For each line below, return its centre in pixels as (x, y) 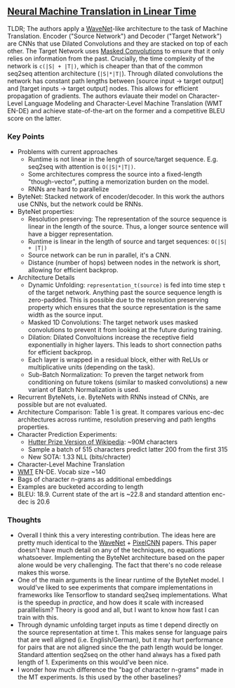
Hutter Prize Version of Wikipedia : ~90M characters (103, 442)
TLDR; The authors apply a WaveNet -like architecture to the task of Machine (117, 28)
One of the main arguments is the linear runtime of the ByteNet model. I (121, 580)
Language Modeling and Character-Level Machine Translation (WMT (123, 103)
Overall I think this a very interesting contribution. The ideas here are (116, 535)
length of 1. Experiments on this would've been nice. (93, 662)
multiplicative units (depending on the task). (92, 367)
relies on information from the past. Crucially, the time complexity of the (111, 58)
